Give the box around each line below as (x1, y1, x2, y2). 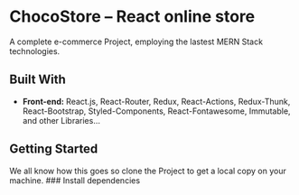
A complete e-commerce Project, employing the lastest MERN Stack (9, 36, 264, 47)
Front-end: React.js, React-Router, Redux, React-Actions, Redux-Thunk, (22, 96, 291, 107)
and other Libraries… (22, 115, 101, 125)
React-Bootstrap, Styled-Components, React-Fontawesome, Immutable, (22, 106, 291, 116)
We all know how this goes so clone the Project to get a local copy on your (9, 165, 286, 176)
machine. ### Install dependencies (9, 174, 141, 186)
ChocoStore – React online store (9, 6, 256, 27)
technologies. (9, 45, 61, 56)
